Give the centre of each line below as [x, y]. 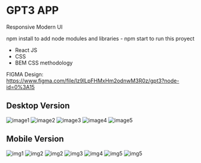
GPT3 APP [32, 10]
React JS [26, 50]
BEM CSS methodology [44, 63]
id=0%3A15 [20, 87]
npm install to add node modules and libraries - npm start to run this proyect [100, 38]
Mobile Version [35, 139]
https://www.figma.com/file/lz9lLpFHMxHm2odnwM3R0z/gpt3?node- [93, 81]
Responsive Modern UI [34, 27]
